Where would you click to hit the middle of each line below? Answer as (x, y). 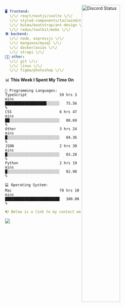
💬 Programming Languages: (31, 91)
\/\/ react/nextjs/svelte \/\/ (41, 16)
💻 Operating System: (27, 185)
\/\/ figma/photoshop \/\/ (37, 70)
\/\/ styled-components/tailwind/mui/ (49, 20)
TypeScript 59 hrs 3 (41, 95)
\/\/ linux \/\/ (26, 66)
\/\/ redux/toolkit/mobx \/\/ (40, 29)
